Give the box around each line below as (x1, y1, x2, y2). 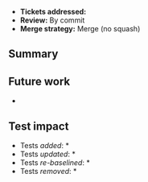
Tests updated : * (19, 149, 76, 159)
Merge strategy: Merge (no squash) (19, 24, 141, 33)
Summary (8, 48, 59, 61)
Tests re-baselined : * (19, 158, 90, 168)
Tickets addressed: (19, 7, 87, 16)
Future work (8, 74, 71, 88)
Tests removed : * (19, 167, 77, 176)
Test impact (8, 119, 69, 133)
